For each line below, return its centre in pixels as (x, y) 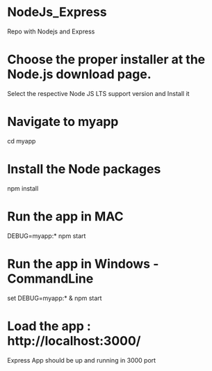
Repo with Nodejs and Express (51, 31)
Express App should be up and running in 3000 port (82, 360)
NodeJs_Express (57, 12)
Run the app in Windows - (83, 263)
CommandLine (50, 278)
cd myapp (22, 141)
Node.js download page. (79, 74)
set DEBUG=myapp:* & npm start (55, 298)
